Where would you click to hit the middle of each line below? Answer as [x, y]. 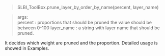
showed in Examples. [27, 48]
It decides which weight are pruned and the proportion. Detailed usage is [81, 43]
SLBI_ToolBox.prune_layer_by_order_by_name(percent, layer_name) [88, 7]
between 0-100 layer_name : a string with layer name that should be [88, 28]
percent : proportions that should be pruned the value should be [85, 22]
